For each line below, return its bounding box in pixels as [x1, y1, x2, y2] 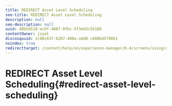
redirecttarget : [5, 46, 40, 51]
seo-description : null [5, 22, 54, 27]
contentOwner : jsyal [5, 31, 50, 36]
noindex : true [5, 41, 36, 46]
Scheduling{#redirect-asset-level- [5, 78, 156, 90]
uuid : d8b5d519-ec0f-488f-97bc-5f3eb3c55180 [5, 27, 102, 32]
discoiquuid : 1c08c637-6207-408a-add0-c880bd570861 [5, 36, 118, 41]
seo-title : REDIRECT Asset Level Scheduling [5, 12, 102, 17]
